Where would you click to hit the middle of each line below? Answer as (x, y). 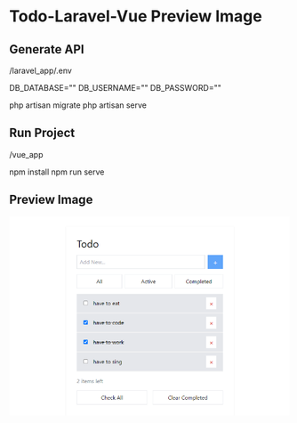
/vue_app (26, 154)
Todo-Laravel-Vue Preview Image (136, 16)
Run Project (42, 133)
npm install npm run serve (57, 172)
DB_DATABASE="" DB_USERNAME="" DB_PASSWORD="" (116, 88)
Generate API (47, 49)
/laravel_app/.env (41, 70)
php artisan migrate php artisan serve (78, 105)
